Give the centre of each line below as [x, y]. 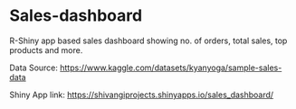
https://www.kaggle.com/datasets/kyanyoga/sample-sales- [171, 68]
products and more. [46, 50]
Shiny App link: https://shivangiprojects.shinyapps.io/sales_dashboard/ [142, 95]
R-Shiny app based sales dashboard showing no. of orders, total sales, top [148, 41]
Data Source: [34, 68]
